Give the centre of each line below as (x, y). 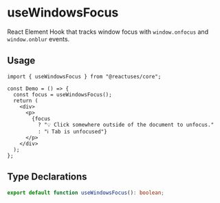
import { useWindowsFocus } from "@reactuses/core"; (84, 76)
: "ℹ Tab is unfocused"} (73, 131)
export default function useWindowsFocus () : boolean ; (86, 193)
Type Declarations (47, 177)
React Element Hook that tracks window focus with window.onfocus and (108, 32)
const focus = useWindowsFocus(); (63, 94)
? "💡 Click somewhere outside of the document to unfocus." (126, 125)
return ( (26, 100)
